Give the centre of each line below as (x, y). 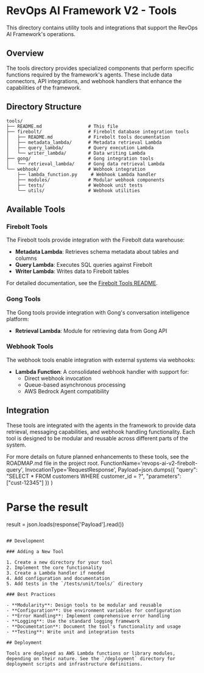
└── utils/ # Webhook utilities (79, 190)
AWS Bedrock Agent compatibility (67, 391)
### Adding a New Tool (35, 551)
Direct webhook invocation (58, 378)
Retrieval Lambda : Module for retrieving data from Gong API (91, 330)
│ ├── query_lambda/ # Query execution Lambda (80, 147)
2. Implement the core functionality (54, 567)
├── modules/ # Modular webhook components (91, 180)
